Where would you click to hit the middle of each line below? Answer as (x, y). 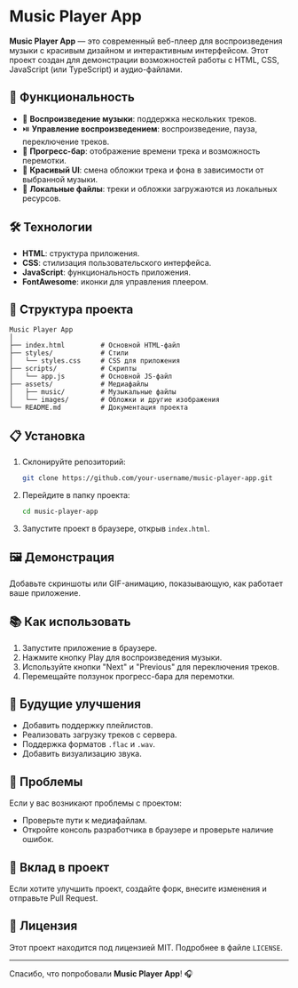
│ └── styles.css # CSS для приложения (94, 361)
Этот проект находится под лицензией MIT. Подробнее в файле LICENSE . (146, 947)
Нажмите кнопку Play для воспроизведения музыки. (122, 657)
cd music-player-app (60, 512)
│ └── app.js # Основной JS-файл (91, 377)
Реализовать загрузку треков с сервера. (99, 735)
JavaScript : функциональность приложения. (106, 272)
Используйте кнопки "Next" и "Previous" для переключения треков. (150, 667)
